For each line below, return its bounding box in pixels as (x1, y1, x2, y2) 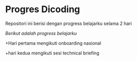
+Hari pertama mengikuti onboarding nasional (5, 40, 101, 46)
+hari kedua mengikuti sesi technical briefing (5, 50, 99, 56)
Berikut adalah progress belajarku (5, 30, 77, 36)
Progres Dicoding (5, 4, 80, 15)
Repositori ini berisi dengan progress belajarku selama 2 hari (5, 20, 132, 26)
